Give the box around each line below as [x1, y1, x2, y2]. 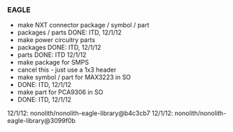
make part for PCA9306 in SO [17, 88, 104, 96]
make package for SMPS [17, 58, 90, 67]
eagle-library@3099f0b [7, 117, 76, 125]
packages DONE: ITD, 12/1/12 [17, 44, 101, 52]
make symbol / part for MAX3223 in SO [17, 73, 132, 81]
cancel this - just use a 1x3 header [17, 65, 117, 74]
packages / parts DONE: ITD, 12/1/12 [17, 28, 122, 37]
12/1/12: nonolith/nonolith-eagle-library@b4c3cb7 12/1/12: [7, 109, 174, 117]
